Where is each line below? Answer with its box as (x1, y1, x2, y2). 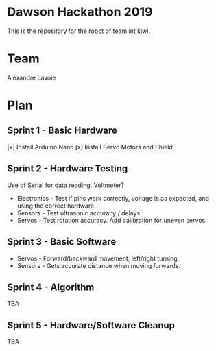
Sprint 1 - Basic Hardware (7, 125, 118, 136)
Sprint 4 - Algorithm (7, 281, 95, 293)
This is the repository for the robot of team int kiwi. (7, 27, 151, 35)
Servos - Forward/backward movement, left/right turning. (16, 254, 180, 263)
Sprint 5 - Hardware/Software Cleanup (7, 319, 176, 331)
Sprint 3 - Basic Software (7, 236, 117, 247)
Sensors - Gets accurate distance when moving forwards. (16, 261, 180, 269)
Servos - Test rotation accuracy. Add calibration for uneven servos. (16, 216, 207, 224)
